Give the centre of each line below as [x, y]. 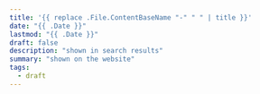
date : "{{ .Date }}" [48, 26]
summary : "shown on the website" [72, 59]
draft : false [34, 43]
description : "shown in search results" [87, 51]
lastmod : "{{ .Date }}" [54, 34]
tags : [19, 68]
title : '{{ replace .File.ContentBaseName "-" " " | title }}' [131, 17]
